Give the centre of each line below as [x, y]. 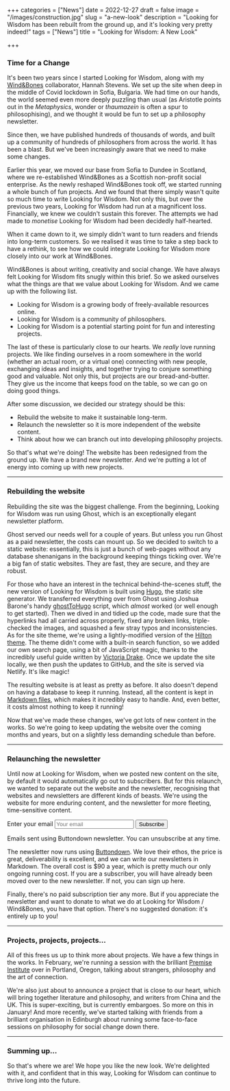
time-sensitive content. [40, 810]
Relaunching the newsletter [54, 759]
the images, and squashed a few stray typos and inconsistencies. [125, 628]
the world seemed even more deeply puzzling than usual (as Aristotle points [114, 99]
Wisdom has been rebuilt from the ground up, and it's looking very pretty [110, 24]
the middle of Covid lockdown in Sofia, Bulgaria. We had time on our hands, [114, 93]
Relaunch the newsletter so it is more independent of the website [108, 425]
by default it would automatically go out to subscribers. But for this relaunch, [115, 781]
